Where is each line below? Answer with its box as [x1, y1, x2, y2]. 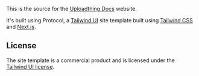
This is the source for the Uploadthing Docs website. [6, 5, 137, 12]
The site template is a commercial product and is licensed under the [6, 57, 175, 64]
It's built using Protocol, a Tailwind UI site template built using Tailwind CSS [6, 17, 193, 24]
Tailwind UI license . [6, 63, 55, 70]
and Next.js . [6, 24, 36, 30]
